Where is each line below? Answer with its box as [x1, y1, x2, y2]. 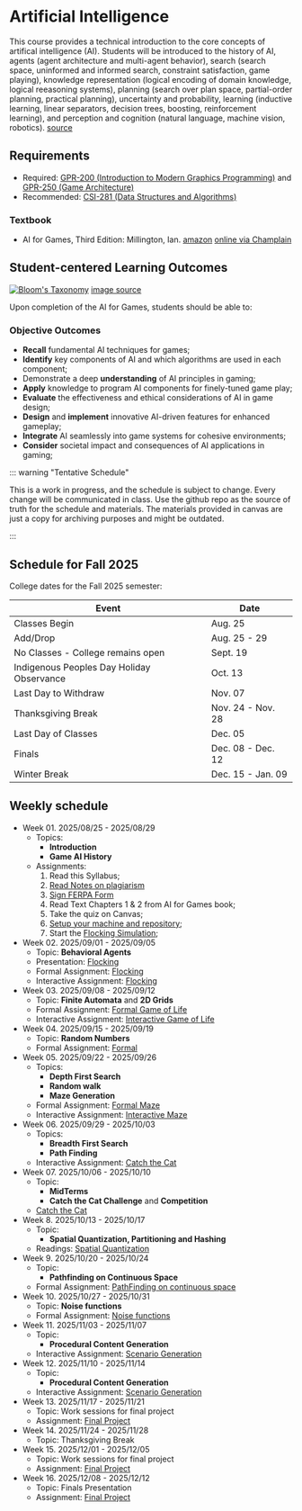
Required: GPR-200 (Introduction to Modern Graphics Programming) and [22, 172, 292, 183]
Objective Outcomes [9, 324, 102, 337]
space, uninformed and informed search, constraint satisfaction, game [9, 65, 271, 76]
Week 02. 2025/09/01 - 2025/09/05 [22, 937, 155, 948]
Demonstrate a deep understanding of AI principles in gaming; [22, 373, 256, 384]
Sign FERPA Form [49, 889, 114, 900]
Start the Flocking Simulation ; [49, 927, 159, 938]
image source [91, 283, 142, 294]
